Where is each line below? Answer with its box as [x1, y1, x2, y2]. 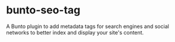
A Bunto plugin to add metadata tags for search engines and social [6, 23, 169, 30]
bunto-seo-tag [6, 3, 81, 17]
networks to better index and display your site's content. [6, 29, 144, 36]
